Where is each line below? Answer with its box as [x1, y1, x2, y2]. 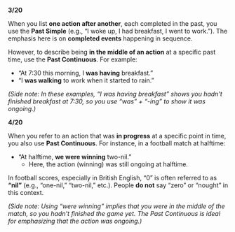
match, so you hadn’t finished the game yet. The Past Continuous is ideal [8, 210, 220, 217]
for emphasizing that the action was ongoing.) [8, 217, 142, 225]
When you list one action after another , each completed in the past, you [8, 20, 217, 27]
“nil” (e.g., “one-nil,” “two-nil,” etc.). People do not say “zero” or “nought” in [8, 181, 229, 189]
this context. [8, 189, 44, 196]
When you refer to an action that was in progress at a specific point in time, [8, 132, 227, 140]
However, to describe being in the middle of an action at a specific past [8, 48, 216, 56]
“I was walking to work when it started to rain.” [18, 76, 155, 85]
